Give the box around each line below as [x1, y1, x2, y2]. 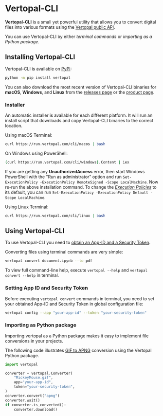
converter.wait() [5, 398, 40, 403]
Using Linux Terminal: [5, 204, 49, 210]
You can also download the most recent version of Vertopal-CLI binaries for [5, 84, 157, 90]
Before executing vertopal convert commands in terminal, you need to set [5, 295, 155, 302]
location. [5, 123, 23, 128]
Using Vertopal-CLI [5, 227, 65, 235]
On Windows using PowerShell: [5, 150, 68, 156]
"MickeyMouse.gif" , [14, 375, 54, 380]
